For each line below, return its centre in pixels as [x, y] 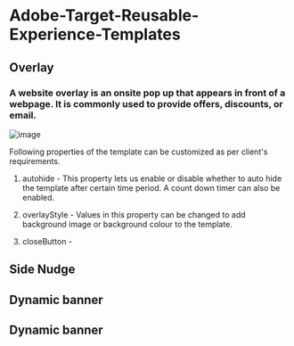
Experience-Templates [95, 34]
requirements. [35, 161]
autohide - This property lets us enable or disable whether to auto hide [152, 178]
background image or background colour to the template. [127, 224]
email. [23, 115]
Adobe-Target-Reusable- [104, 16]
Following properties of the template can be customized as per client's [139, 152]
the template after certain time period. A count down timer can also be [151, 187]
